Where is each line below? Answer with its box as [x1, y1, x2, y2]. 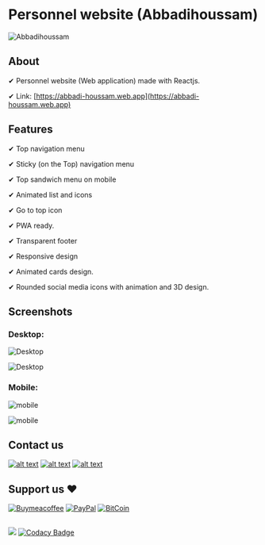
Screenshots [8, 305, 73, 318]
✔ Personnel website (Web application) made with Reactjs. [8, 75, 201, 85]
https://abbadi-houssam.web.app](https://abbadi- [36, 91, 200, 101]
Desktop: [8, 328, 44, 340]
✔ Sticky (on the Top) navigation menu [8, 159, 135, 168]
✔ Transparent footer [8, 236, 78, 245]
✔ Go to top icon [8, 205, 63, 215]
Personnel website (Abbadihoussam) [8, 6, 259, 24]
